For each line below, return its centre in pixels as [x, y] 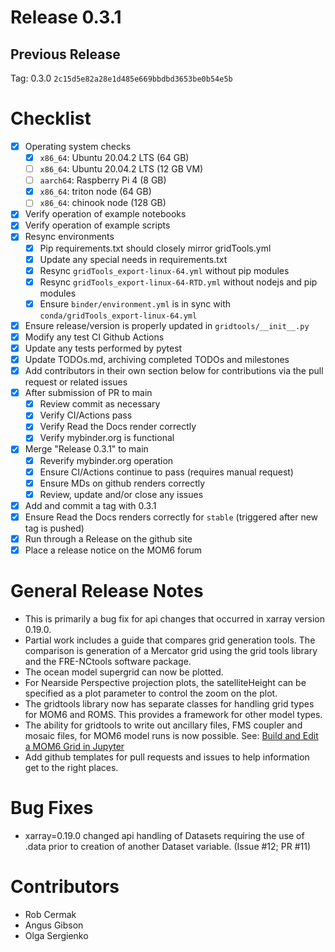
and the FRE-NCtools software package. [108, 661]
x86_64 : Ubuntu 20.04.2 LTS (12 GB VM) [121, 169]
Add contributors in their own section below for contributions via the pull [174, 371]
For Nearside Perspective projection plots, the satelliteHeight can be [165, 682]
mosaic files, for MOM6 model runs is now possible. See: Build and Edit [171, 735]
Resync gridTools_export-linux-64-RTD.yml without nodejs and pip [178, 282]
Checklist [51, 118]
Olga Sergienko [56, 935]
